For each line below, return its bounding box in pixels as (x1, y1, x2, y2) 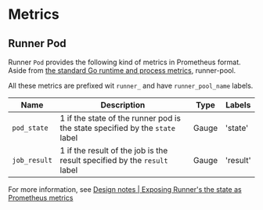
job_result (12, 156, 52, 165)
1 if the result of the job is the (59, 145, 168, 156)
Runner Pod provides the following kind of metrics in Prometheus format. (8, 57, 241, 67)
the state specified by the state (59, 123, 176, 133)
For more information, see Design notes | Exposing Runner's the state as (8, 185, 242, 194)
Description (100, 100, 146, 110)
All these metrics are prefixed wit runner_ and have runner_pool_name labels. (8, 81, 254, 90)
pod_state (12, 124, 49, 132)
